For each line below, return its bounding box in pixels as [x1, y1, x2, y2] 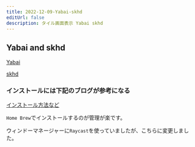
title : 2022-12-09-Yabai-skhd [6, 8, 83, 15]
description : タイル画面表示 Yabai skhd [6, 20, 104, 26]
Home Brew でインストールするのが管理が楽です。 [6, 114, 126, 122]
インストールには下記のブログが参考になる [6, 87, 130, 95]
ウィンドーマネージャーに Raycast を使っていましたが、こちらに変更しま [6, 127, 184, 134]
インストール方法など [6, 101, 59, 109]
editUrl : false [6, 15, 45, 21]
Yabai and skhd [6, 42, 65, 53]
